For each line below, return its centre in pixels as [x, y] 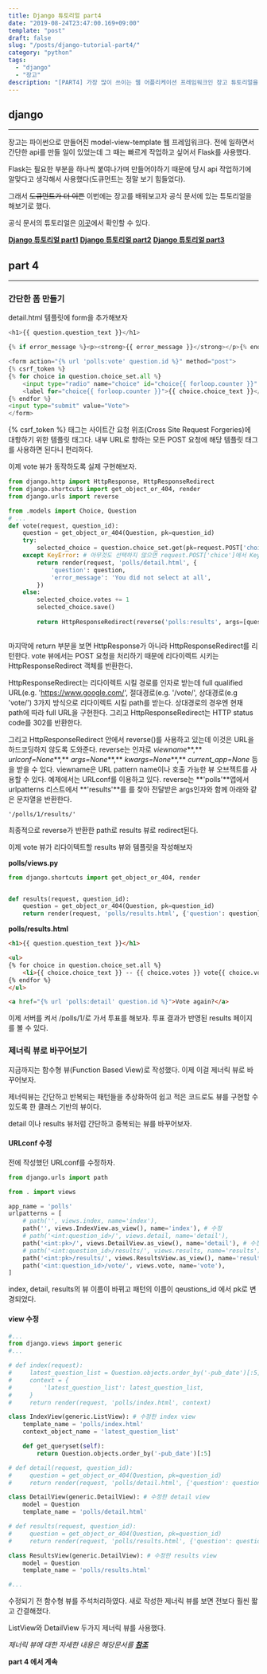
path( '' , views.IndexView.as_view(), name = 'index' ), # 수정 [122, 1228]
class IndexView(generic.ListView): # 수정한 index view [102, 1417]
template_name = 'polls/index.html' [83, 1424]
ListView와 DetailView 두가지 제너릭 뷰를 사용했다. [87, 1628]
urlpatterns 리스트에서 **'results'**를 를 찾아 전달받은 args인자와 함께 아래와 [128, 789]
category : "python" [41, 53]
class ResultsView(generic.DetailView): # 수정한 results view [112, 1555]
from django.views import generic [66, 1344]
